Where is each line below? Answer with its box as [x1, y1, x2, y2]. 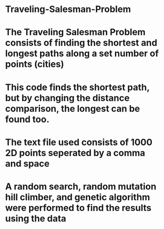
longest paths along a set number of [5, 48, 159, 59]
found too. [5, 113, 50, 125]
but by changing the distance [5, 92, 130, 103]
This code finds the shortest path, [5, 81, 149, 93]
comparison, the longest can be [5, 103, 140, 114]
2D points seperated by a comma [5, 147, 145, 159]
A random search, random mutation [5, 181, 156, 192]
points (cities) [5, 59, 64, 70]
